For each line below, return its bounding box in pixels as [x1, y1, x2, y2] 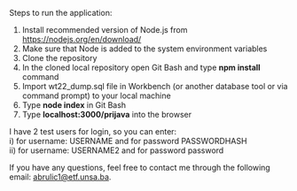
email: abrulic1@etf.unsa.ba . [9, 172, 112, 182]
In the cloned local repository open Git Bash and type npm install [21, 62, 261, 73]
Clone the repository [21, 53, 98, 63]
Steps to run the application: [9, 8, 113, 18]
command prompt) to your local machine [21, 90, 171, 101]
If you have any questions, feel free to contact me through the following [9, 163, 270, 172]
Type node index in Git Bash [21, 100, 127, 110]
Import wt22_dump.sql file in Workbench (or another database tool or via [21, 81, 288, 91]
